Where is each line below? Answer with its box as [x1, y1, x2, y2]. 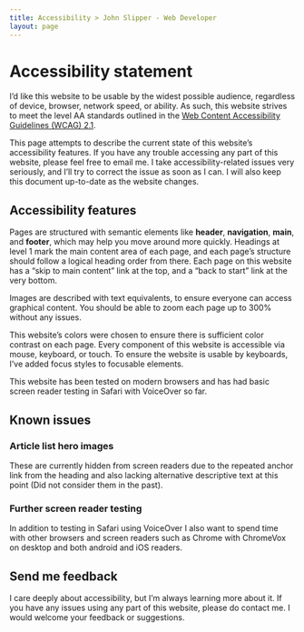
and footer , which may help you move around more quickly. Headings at [9, 236, 279, 247]
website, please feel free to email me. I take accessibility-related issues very [9, 156, 295, 168]
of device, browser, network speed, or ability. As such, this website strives [9, 101, 288, 112]
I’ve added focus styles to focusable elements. [9, 358, 184, 369]
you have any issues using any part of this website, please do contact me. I [9, 602, 290, 614]
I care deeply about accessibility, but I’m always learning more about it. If [9, 593, 283, 604]
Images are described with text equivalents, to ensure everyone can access [9, 293, 292, 304]
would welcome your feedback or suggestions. [9, 612, 185, 623]
